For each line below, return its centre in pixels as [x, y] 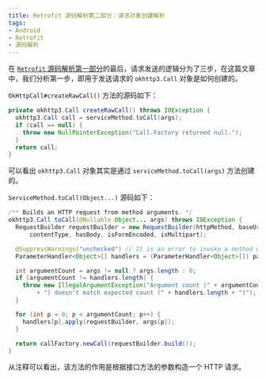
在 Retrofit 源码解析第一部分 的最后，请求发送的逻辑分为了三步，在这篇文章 [132, 69]
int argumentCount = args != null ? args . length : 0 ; [106, 270]
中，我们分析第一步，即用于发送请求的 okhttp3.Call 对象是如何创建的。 [125, 78]
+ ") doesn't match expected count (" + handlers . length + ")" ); [147, 293]
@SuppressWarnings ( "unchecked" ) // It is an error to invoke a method [134, 249]
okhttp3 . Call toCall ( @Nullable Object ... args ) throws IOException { [125, 220]
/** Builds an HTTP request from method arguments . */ [101, 212]
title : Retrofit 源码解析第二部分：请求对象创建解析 [87, 15]
